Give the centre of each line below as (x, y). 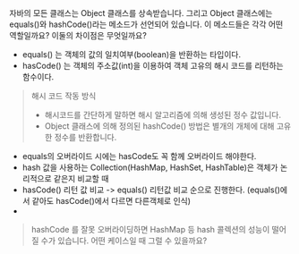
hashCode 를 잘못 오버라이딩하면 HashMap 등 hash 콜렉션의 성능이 (150, 229)
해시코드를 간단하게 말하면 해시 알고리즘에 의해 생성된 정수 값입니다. (163, 115)
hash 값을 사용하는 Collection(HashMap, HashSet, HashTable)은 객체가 (150, 167)
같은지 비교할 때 (81, 178)
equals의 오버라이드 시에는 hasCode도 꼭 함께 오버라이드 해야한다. (139, 156)
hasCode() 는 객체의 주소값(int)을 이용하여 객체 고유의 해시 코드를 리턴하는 (153, 66)
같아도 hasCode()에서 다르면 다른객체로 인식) (111, 201)
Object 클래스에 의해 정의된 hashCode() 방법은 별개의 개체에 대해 (159, 126)
